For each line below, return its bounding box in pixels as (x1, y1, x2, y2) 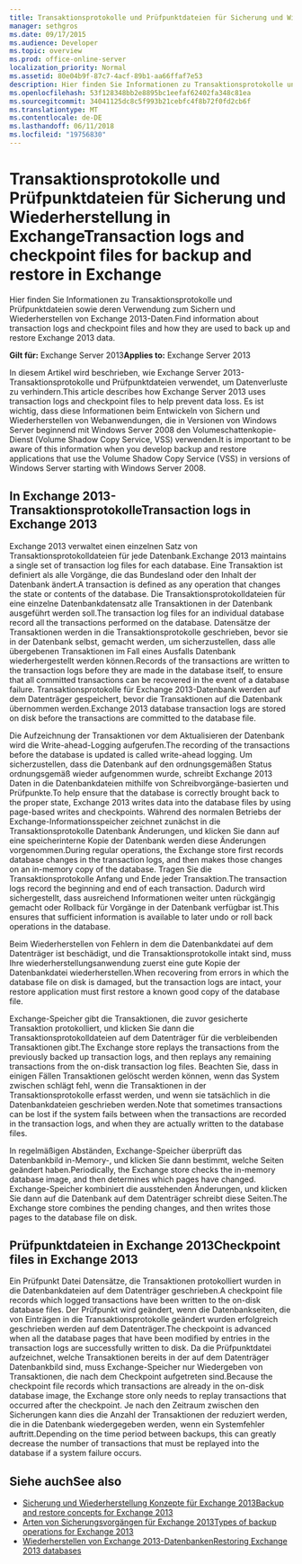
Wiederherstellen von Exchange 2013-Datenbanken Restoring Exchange (22, 1536, 288, 1547)
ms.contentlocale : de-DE (9, 113, 102, 122)
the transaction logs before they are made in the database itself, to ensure (9, 664, 283, 675)
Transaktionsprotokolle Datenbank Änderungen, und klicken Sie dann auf (9, 825, 280, 836)
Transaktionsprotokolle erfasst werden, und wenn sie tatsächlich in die (9, 1089, 271, 1100)
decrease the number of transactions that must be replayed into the (9, 1438, 260, 1449)
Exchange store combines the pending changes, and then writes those (9, 1202, 271, 1213)
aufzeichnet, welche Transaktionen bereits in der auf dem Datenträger (9, 1352, 270, 1363)
